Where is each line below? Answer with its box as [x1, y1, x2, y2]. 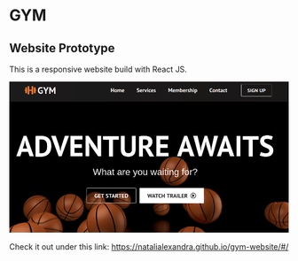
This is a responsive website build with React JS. [9, 64, 188, 74]
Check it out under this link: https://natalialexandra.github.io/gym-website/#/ [9, 242, 289, 252]
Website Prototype [9, 41, 115, 56]
